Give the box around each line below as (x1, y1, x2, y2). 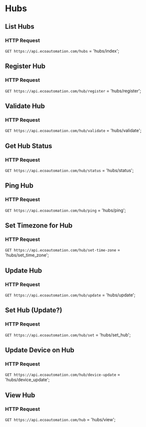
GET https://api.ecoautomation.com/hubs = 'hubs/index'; (5, 48, 120, 54)
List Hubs (5, 22, 35, 31)
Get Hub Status (5, 142, 53, 150)
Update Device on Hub (5, 346, 74, 354)
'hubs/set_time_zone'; (5, 252, 49, 258)
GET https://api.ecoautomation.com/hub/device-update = (5, 371, 121, 378)
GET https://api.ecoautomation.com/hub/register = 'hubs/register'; (5, 88, 142, 94)
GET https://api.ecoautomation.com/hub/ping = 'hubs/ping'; (5, 207, 126, 213)
